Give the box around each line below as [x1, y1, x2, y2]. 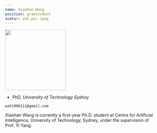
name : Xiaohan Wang [5, 7, 45, 12]
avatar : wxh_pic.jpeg [5, 16, 49, 21]
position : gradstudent [5, 12, 51, 17]
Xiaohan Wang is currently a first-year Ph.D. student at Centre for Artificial [5, 112, 153, 118]
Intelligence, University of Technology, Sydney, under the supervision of [5, 117, 149, 123]
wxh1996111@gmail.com [5, 104, 49, 109]
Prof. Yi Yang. [5, 122, 32, 129]
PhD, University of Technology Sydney [12, 94, 89, 100]
